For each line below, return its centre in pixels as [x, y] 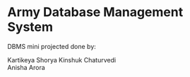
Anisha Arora [26, 67]
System [30, 27]
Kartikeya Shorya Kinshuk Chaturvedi [62, 59]
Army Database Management [95, 12]
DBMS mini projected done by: [52, 46]
